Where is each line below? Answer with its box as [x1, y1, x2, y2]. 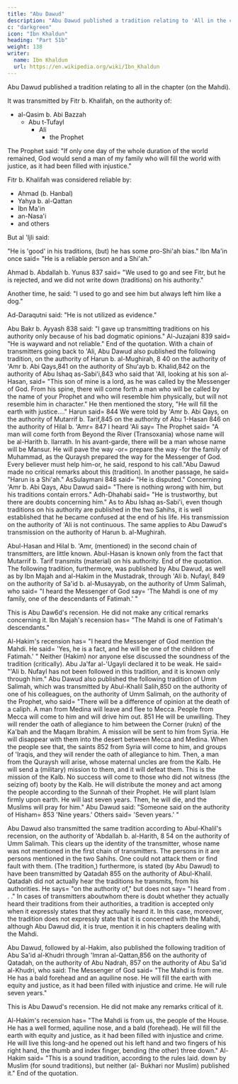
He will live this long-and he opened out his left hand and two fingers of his [7, 1039, 227, 1047]
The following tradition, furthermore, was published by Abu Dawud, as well [7, 564, 226, 573]
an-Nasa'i [17, 211, 47, 220]
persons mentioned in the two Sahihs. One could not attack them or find [7, 854, 218, 863]
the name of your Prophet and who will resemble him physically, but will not [7, 392, 228, 401]
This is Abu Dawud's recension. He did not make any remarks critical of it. [7, 1002, 223, 1011]
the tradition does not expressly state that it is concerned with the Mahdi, [7, 914, 221, 923]
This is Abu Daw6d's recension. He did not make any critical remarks [7, 608, 209, 616]
